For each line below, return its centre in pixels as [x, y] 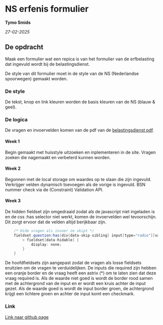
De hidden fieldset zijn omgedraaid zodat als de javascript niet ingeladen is [80, 211]
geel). [11, 107]
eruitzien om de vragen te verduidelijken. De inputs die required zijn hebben [81, 268]
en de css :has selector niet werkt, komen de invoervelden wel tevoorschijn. [81, 217]
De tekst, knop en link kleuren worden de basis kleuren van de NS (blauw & [80, 102]
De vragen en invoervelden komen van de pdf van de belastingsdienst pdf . [80, 130]
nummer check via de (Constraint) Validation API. [54, 190]
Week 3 [13, 201]
